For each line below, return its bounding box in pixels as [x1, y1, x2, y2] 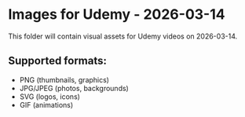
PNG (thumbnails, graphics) [19, 75, 110, 84]
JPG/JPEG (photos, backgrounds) [19, 83, 130, 93]
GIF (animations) [19, 100, 74, 109]
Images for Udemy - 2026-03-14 [8, 5, 225, 24]
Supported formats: [8, 54, 108, 68]
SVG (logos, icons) [19, 92, 81, 101]
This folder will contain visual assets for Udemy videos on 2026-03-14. [8, 31, 238, 41]
